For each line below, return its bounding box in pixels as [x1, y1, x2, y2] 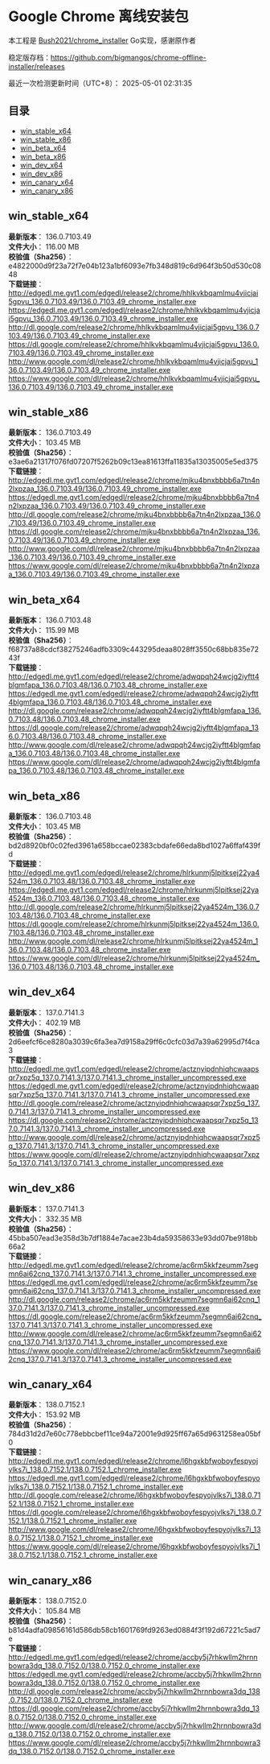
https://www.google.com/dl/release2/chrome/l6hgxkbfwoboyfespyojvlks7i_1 [8, 1542, 261, 1551]
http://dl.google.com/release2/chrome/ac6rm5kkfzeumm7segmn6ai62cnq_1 [8, 1294, 260, 1304]
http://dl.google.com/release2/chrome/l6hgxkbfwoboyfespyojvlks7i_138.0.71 [8, 1490, 261, 1500]
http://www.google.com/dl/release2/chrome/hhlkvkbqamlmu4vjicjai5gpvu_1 [8, 356, 259, 366]
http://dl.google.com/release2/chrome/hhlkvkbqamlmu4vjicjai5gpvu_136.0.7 [8, 322, 260, 332]
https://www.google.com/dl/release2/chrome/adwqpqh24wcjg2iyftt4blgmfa [8, 758, 260, 767]
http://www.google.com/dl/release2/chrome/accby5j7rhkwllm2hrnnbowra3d [8, 1721, 262, 1731]
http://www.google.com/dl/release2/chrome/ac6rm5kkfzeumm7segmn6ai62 [8, 1328, 262, 1338]
